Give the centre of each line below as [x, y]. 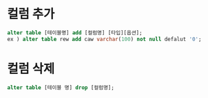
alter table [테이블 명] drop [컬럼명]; [61, 87]
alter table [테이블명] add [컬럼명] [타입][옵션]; [75, 33]
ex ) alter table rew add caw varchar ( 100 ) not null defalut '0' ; [104, 39]
